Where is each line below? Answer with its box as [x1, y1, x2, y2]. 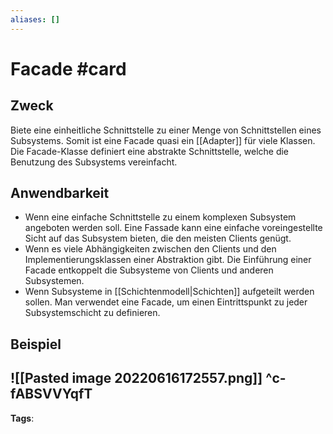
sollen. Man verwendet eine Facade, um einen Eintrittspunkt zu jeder [24, 296, 308, 308]
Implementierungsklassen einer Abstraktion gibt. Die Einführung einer [24, 254, 312, 266]
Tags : [10, 412, 35, 424]
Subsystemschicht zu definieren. [24, 307, 161, 319]
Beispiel [10, 336, 62, 353]
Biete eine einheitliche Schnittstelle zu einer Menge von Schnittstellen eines [10, 124, 322, 136]
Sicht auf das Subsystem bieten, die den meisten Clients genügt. [24, 232, 292, 245]
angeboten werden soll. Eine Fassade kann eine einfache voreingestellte [24, 222, 323, 234]
